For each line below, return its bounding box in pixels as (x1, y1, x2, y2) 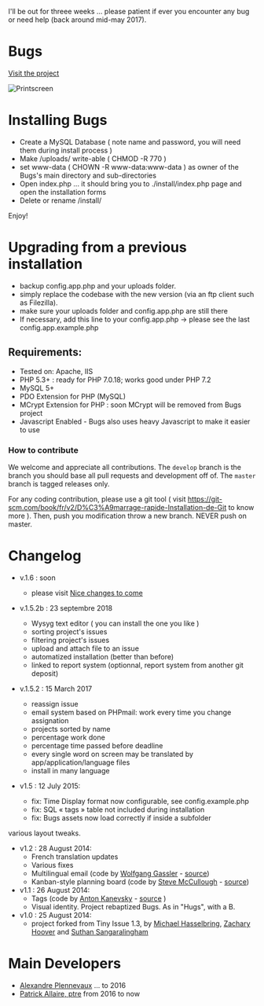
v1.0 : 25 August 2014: (19, 910, 92, 920)
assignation (31, 715, 69, 725)
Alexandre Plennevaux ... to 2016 (19, 980, 126, 989)
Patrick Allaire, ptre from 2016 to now (19, 989, 140, 998)
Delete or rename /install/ (19, 196, 102, 205)
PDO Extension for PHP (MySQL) (19, 391, 126, 401)
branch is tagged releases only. (8, 479, 110, 488)
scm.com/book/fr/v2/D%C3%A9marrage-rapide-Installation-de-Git (8, 502, 227, 512)
